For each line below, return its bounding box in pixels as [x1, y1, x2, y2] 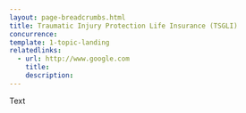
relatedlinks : [9, 46, 63, 55]
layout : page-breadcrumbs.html [9, 12, 126, 22]
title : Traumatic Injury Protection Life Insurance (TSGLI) [9, 21, 239, 30]
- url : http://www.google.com [17, 54, 130, 63]
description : [25, 71, 74, 80]
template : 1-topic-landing [9, 37, 110, 47]
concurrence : [9, 29, 58, 38]
